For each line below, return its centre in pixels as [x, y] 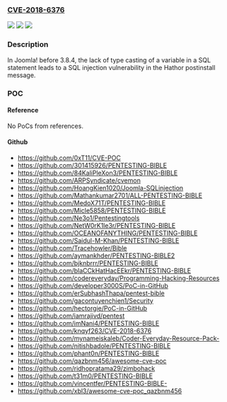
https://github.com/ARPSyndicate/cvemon [79, 180]
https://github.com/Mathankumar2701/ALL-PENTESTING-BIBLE [110, 195]
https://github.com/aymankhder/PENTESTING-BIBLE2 [96, 255]
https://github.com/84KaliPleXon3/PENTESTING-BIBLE [98, 173]
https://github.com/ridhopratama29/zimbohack [86, 368]
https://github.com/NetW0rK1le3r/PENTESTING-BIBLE [97, 225]
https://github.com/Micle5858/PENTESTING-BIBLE [92, 210]
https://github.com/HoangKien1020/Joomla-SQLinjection [100, 188]
